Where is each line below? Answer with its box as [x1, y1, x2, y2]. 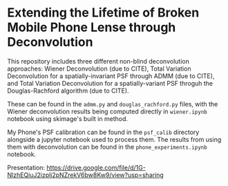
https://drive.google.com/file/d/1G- [46, 163, 146, 171]
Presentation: [7, 163, 46, 171]
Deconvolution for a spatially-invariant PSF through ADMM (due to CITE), [7, 71, 215, 80]
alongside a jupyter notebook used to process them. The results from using [7, 135, 222, 143]
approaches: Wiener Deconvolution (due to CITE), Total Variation [7, 64, 191, 73]
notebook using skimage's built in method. [7, 114, 129, 122]
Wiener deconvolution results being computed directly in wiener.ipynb [7, 107, 207, 115]
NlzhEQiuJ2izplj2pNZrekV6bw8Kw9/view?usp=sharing [7, 171, 164, 179]
